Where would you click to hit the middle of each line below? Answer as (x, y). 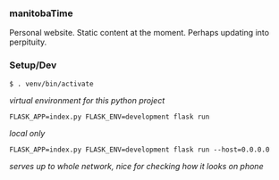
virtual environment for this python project (87, 100)
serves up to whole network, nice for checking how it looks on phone (136, 166)
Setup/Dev (33, 65)
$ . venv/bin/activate (51, 84)
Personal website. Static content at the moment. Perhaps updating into (139, 33)
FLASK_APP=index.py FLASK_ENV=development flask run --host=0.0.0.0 (139, 150)
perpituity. (28, 42)
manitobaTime (41, 13)
